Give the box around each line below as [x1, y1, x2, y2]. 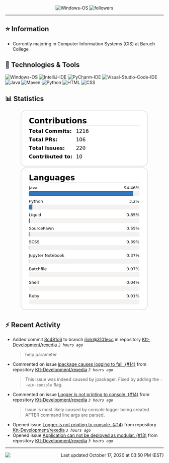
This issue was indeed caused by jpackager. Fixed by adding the [25, 376, 159, 382]
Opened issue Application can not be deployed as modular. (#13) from [12, 432, 158, 438]
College [12, 46, 29, 52]
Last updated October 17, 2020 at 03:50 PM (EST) [60, 452, 164, 458]
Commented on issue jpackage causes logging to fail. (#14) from [12, 361, 147, 367]
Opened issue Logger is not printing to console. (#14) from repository [12, 422, 157, 428]
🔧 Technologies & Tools [5, 60, 80, 69]
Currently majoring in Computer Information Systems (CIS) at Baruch [12, 40, 155, 47]
